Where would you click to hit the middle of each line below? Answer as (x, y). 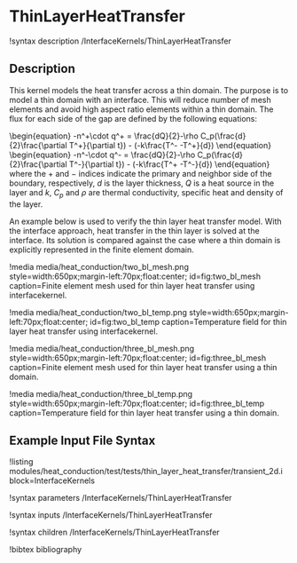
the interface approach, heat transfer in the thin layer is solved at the (134, 230)
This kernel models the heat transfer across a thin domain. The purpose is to (149, 90)
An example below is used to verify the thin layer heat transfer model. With (145, 221)
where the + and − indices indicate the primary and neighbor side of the (141, 173)
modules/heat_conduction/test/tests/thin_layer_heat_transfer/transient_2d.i (146, 472)
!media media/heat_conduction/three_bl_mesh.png (102, 348)
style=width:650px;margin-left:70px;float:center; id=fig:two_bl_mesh (135, 276)
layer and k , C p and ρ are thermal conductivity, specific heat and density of (146, 193)
